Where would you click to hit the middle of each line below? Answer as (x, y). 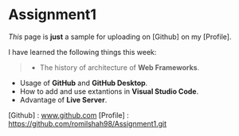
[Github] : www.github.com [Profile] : (69, 115)
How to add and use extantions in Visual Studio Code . (109, 91)
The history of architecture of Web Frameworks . (119, 67)
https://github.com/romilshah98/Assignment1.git (88, 123)
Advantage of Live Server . (63, 99)
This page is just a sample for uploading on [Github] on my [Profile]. (120, 37)
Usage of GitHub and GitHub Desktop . (84, 83)
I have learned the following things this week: (82, 52)
